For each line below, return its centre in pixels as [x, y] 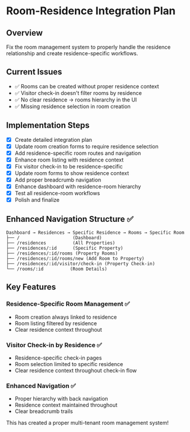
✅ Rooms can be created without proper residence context [87, 86]
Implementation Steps [48, 126]
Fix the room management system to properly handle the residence [88, 47]
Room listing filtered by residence [56, 323]
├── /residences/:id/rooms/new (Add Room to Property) [75, 259]
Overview [25, 33]
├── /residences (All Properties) [61, 243]
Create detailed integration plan [53, 139]
